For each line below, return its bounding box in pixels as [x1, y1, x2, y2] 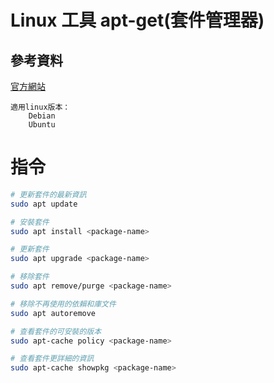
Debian [28, 111, 56, 121]
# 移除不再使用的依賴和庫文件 [10, 299, 117, 309]
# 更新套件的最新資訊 [10, 189, 87, 200]
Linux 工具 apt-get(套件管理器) [10, 9, 265, 32]
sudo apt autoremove [10, 308, 97, 318]
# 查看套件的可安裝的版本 [10, 326, 102, 336]
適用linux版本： [10, 102, 71, 112]
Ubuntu [28, 120, 56, 130]
